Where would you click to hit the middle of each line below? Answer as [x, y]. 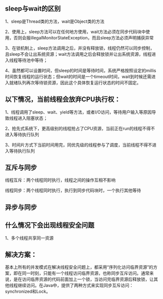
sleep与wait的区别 [33, 9]
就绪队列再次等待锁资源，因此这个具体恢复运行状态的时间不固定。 [75, 83]
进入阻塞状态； [33, 118]
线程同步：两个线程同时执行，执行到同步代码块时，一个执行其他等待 [73, 190]
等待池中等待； [33, 60]
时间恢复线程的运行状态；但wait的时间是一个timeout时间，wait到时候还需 [78, 76]
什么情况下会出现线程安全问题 [50, 225]
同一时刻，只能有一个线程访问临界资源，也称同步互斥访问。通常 [85, 273]
